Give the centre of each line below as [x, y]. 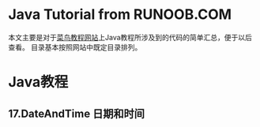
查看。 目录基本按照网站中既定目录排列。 [75, 47]
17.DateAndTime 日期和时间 [76, 113]
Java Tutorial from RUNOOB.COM [120, 15]
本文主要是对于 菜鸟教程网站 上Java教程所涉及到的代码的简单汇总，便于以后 [130, 37]
